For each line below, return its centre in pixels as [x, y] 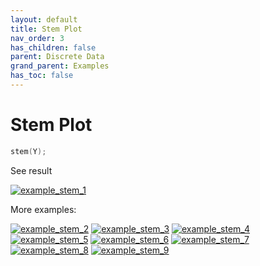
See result [31, 170]
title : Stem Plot [46, 29]
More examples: [43, 209]
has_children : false [53, 47]
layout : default [44, 19]
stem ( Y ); [28, 151]
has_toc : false [42, 76]
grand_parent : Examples [60, 66]
